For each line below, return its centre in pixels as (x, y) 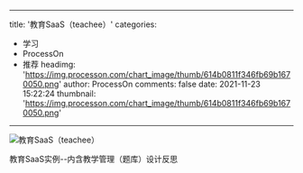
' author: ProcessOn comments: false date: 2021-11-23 (160, 84)
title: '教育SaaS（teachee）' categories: (83, 24)
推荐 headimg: (49, 64)
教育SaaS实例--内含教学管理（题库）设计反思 (94, 159)
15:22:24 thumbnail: (59, 94)
